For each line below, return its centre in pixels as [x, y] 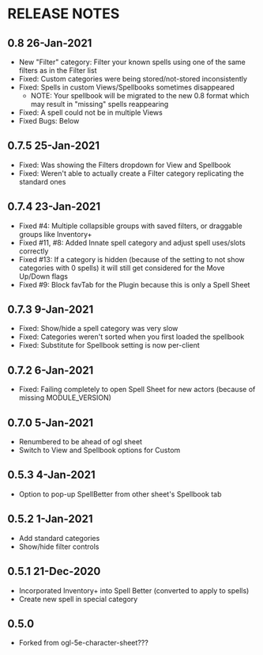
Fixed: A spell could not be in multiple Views [90, 112]
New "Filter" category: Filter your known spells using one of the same [132, 62]
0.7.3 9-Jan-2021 [51, 310]
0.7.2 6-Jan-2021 [51, 370]
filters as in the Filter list [58, 70]
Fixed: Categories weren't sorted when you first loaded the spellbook [131, 337]
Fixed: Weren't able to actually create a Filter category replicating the [131, 173]
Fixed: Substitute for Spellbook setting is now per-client [109, 345]
